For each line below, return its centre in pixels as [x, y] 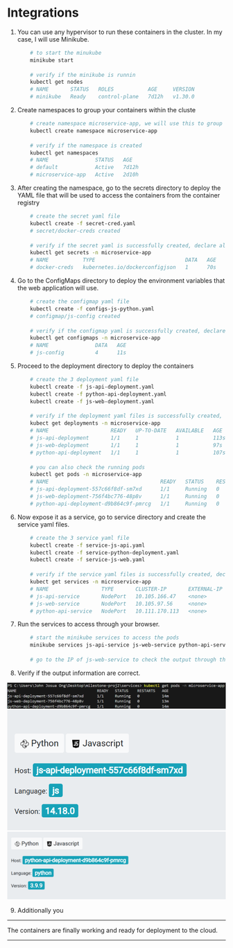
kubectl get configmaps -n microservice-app [95, 338]
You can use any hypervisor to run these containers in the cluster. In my [120, 32]
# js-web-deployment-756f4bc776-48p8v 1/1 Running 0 [125, 497]
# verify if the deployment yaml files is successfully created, [127, 416]
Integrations [43, 13]
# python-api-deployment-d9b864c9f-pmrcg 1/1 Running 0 [125, 504]
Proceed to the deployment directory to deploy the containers [105, 366]
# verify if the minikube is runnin [83, 75]
